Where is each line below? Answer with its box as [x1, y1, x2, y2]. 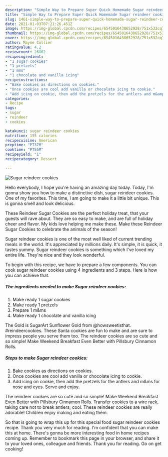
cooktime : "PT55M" [5, 147, 43, 152]
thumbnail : [5, 31, 28, 36]
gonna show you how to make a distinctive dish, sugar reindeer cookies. [5, 189, 154, 196]
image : [5, 26, 19, 31]
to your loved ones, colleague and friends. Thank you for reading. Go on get [5, 440, 161, 446]
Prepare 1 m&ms [12, 307, 46, 313]
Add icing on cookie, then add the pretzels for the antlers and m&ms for [12, 378, 160, 384]
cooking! [5, 445, 23, 452]
